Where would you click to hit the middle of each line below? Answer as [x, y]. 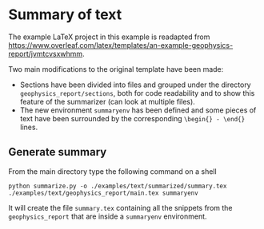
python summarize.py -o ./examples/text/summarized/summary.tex [118, 186]
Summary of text [65, 15]
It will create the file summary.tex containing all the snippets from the [121, 207]
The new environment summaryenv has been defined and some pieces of [138, 110]
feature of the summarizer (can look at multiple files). [108, 101]
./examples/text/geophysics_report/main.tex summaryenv [103, 193]
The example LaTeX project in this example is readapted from [109, 37]
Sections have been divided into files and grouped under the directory [135, 85]
